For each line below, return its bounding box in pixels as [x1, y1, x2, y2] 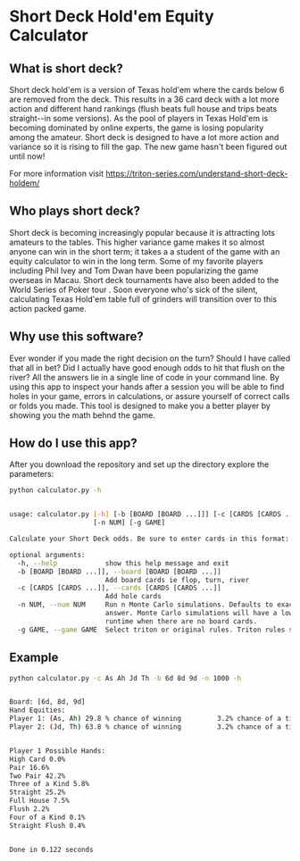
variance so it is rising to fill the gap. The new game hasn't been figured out [9, 141, 287, 152]
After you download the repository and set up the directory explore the [9, 459, 270, 470]
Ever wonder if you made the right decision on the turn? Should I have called [9, 353, 291, 364]
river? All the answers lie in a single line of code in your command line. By [9, 372, 279, 382]
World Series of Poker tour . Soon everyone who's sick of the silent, [9, 284, 259, 295]
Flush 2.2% [9, 805, 50, 814]
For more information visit [9, 168, 104, 179]
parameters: [9, 469, 54, 480]
